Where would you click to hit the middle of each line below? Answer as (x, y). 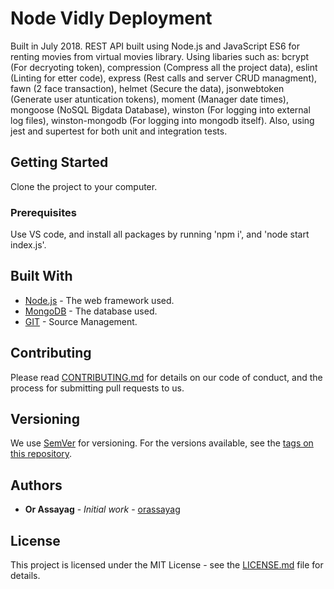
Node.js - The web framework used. (99, 300)
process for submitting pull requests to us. (97, 388)
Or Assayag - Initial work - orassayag (102, 509)
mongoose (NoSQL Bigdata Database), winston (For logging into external (160, 109)
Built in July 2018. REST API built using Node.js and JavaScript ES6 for (155, 46)
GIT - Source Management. (81, 321)
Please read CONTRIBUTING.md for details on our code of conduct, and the (166, 377)
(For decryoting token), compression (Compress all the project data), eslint (164, 67)
